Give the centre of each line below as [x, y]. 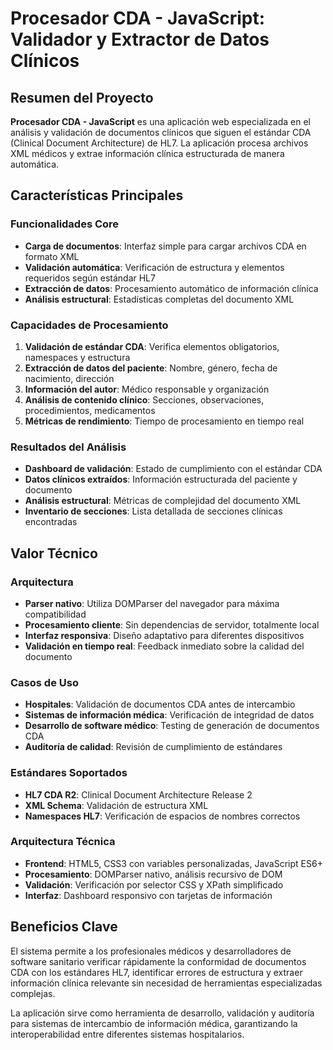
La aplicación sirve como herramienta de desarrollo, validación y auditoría [162, 1013]
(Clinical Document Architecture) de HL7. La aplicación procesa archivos [159, 143]
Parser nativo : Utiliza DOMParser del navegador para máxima [152, 603]
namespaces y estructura [77, 357]
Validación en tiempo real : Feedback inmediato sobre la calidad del [164, 646]
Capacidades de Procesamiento [89, 325]
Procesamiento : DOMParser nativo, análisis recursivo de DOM [153, 874]
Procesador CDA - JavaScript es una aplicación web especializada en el [160, 121]
